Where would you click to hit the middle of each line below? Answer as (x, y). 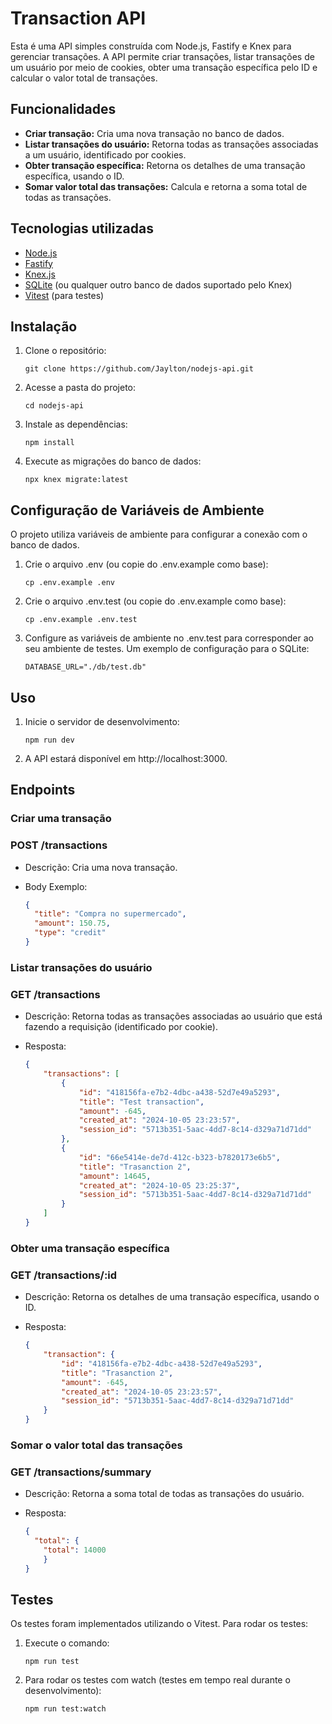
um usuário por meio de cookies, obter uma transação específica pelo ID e (164, 67)
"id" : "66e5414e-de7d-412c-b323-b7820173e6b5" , (179, 1157)
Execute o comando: (67, 1643)
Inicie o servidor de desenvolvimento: (102, 721)
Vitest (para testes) (64, 295)
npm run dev (49, 740)
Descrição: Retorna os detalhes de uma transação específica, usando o (172, 1297)
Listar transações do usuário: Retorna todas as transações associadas (171, 144)
